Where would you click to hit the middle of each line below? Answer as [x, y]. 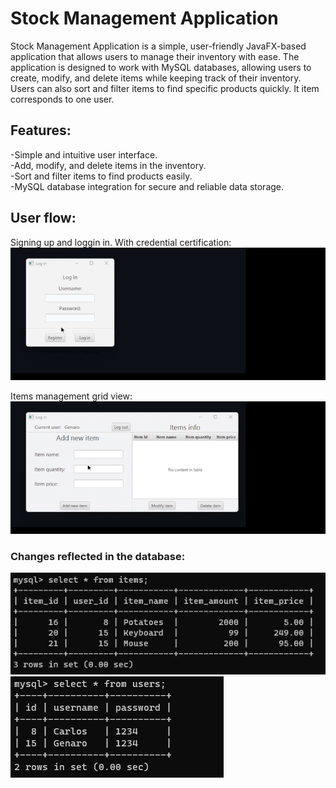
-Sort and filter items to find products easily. [101, 176]
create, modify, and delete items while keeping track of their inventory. [156, 78]
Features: [41, 130]
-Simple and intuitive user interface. [84, 154]
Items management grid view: [71, 396]
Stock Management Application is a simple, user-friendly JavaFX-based [158, 46]
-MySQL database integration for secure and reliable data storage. [147, 186]
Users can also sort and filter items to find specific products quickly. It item [165, 88]
